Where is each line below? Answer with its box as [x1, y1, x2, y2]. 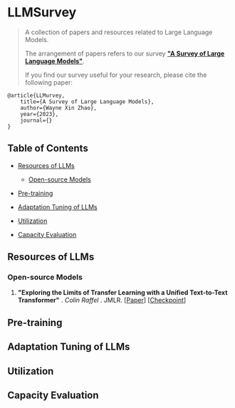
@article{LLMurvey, [7, 92, 66, 99]
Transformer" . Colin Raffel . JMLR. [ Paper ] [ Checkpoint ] [17, 296, 187, 305]
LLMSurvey [7, 4, 77, 21]
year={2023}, [20, 110, 59, 117]
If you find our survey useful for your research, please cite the [24, 70, 207, 79]
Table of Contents [7, 142, 89, 155]
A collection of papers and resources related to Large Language [24, 28, 213, 36]
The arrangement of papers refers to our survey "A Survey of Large [24, 49, 225, 58]
